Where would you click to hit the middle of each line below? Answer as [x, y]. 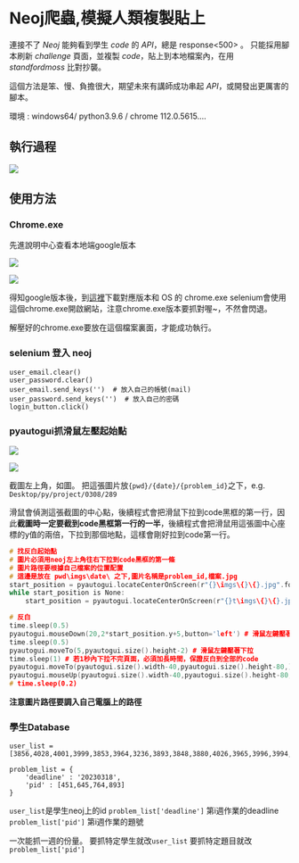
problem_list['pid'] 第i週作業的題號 [77, 822]
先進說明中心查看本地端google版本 [73, 245]
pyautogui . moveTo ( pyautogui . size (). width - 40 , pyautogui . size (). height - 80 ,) [151, 667]
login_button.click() [49, 407]
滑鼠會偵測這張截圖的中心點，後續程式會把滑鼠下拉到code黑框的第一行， [143, 512]
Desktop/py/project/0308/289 [63, 495]
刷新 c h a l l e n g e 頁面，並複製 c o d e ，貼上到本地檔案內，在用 [125, 55]
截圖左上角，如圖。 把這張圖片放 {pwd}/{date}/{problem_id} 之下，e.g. [137, 485]
